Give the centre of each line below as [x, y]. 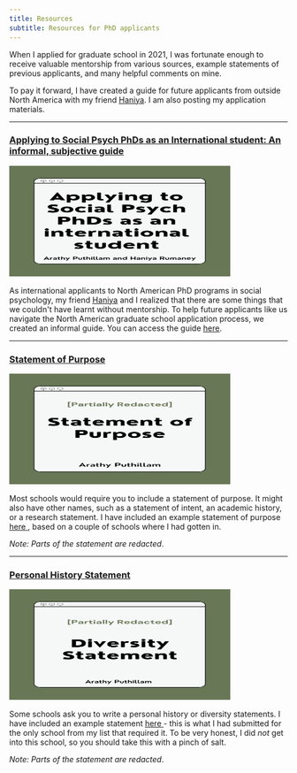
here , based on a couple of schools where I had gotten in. [115, 527]
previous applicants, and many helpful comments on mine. [116, 73]
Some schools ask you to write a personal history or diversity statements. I [145, 714]
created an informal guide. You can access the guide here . [116, 328]
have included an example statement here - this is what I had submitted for [145, 723]
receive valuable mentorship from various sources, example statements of [145, 64]
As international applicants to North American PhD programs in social [136, 290]
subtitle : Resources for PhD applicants [85, 28]
